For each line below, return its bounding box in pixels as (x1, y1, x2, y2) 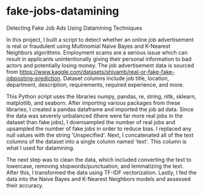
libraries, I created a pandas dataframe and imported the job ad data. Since (6, 105, 194, 113)
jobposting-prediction (6, 74, 61, 82)
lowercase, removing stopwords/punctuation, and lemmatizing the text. (6, 162, 184, 170)
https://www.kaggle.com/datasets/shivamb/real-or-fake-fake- (19, 68, 175, 75)
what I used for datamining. (6, 144, 75, 151)
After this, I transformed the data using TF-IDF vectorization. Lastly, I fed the (6, 168, 197, 176)
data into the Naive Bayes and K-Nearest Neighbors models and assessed (6, 175, 191, 182)
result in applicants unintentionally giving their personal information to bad (6, 55, 192, 62)
